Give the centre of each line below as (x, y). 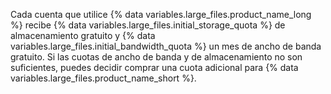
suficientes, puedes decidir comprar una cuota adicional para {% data (154, 67)
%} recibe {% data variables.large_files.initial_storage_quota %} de (148, 25)
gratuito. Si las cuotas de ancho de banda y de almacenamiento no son (156, 57)
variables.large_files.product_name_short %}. (103, 78)
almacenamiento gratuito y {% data (83, 35)
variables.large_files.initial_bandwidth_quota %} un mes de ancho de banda (166, 46)
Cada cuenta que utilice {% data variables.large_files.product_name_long (161, 14)
